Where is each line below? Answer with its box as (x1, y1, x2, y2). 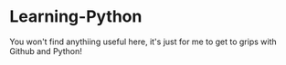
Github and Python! (9, 45, 82, 56)
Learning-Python (9, 6, 143, 27)
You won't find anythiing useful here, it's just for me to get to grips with (9, 36, 277, 47)
